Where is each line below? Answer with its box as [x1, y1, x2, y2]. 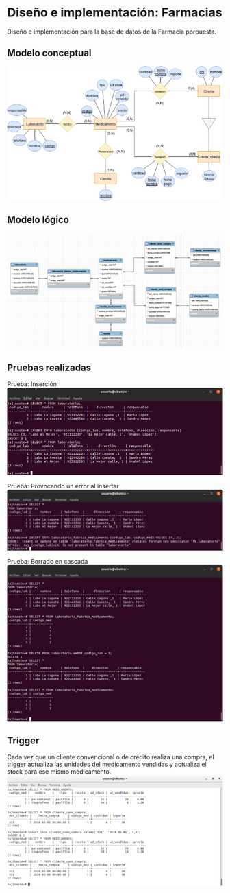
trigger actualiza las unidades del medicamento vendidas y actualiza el [7, 760, 207, 769]
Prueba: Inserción [7, 380, 57, 388]
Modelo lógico [7, 214, 70, 226]
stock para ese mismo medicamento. [7, 767, 112, 776]
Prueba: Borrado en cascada [7, 557, 88, 565]
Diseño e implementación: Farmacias [7, 5, 222, 21]
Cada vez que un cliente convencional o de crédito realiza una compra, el [7, 753, 214, 761]
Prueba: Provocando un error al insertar [7, 481, 119, 490]
